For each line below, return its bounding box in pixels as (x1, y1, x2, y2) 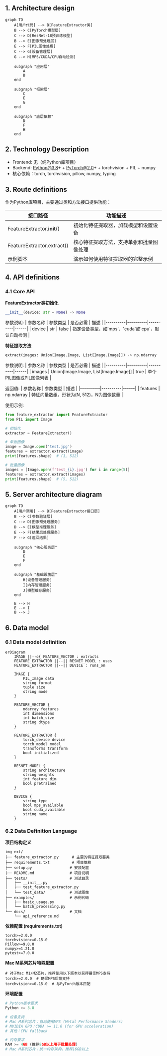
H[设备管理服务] (23, 577, 52, 582)
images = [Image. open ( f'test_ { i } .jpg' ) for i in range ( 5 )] (5, 467, 130, 472)
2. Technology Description (5, 145, 89, 154)
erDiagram (5, 649, 26, 655)
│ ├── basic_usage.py (5, 900, 55, 905)
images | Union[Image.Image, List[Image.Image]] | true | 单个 (32, 368, 157, 374)
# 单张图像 (5, 440, 25, 445)
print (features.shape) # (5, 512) (5, 477, 79, 482)
